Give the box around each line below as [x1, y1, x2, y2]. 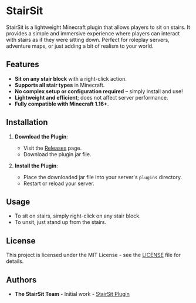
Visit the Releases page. [23, 144, 82, 151]
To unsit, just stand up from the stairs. [14, 219, 107, 226]
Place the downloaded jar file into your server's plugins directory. [23, 173, 183, 180]
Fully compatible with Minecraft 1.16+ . [14, 100, 109, 107]
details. [6, 258, 24, 265]
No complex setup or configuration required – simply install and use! [14, 87, 183, 95]
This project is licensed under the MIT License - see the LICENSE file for [6, 252, 181, 259]
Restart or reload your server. [23, 180, 95, 187]
